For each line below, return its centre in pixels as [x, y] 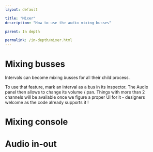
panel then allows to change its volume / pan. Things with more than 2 [75, 92]
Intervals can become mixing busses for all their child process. [67, 77]
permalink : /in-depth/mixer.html [39, 40]
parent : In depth [23, 31]
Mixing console [37, 122]
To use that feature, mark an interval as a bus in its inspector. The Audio [77, 87]
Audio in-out [31, 144]
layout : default [21, 9]
